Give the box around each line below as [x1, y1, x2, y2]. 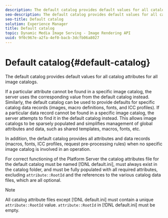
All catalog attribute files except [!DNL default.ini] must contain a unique [5, 196, 154, 202]
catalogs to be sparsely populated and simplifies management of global [5, 120, 153, 126]
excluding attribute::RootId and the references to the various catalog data [5, 171, 161, 178]
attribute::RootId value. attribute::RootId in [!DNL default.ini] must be [5, 201, 155, 208]
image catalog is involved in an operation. [5, 146, 91, 152]
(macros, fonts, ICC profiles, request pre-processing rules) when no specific [5, 141, 162, 147]
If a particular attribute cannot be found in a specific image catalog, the [5, 88, 152, 94]
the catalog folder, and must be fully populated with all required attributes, [5, 166, 158, 172]
